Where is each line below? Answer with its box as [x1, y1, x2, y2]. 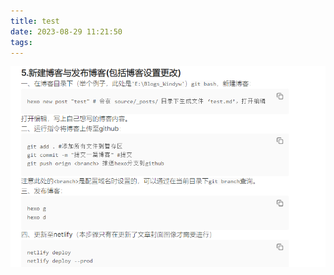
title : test [10, 16, 60, 26]
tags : [10, 37, 33, 47]
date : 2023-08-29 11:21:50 [10, 26, 123, 37]
